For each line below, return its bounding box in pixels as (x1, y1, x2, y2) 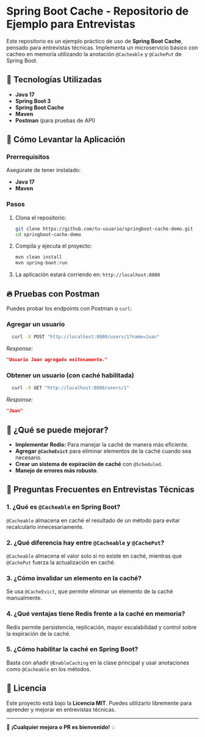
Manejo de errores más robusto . (15, 467, 99, 474)
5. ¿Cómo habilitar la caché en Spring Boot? (6, 645, 138, 653)
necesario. (15, 453, 42, 461)
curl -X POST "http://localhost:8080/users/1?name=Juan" (12, 334, 160, 340)
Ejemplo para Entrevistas (6, 17, 135, 31)
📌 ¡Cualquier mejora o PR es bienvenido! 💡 (6, 723, 116, 730)
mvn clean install (15, 254, 62, 261)
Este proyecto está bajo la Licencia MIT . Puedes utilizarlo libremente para (6, 699, 192, 706)
